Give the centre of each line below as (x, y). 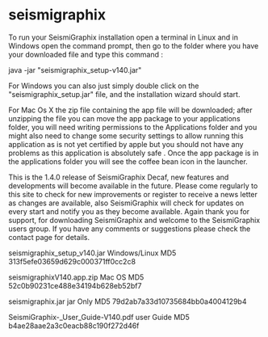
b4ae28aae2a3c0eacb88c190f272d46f (74, 326)
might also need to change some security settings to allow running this (126, 136)
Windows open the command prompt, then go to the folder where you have (134, 45)
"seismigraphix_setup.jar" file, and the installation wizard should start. (124, 94)
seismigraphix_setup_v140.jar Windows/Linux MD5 (92, 253)
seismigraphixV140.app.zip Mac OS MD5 (76, 277)
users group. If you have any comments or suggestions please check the (130, 229)
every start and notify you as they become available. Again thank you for (129, 211)
